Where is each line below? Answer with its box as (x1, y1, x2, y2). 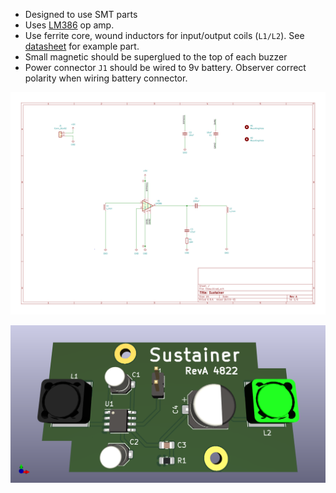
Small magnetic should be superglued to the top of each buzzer (24, 51, 288, 63)
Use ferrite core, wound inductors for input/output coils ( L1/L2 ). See (24, 30, 305, 41)
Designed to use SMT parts (24, 9, 138, 20)
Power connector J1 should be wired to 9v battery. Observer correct (24, 62, 307, 73)
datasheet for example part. (24, 40, 140, 52)
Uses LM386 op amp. (24, 19, 115, 31)
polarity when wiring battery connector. (24, 72, 188, 84)
